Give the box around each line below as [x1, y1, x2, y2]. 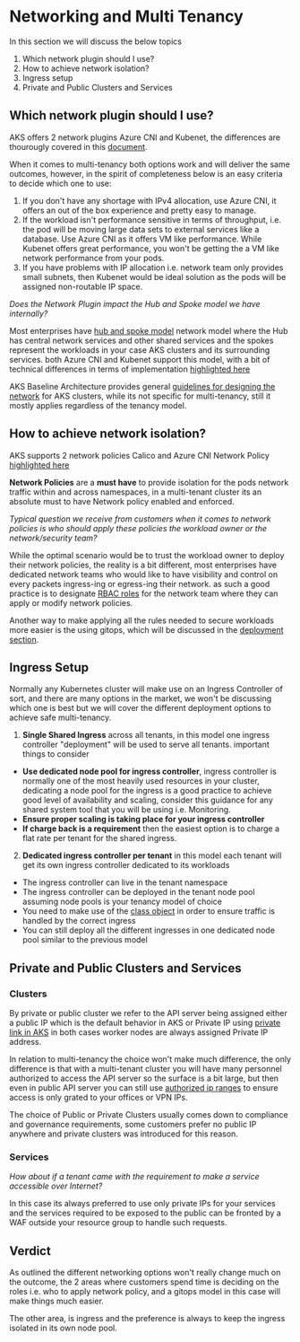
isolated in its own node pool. [9, 1322, 118, 1334]
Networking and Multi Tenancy [9, 6, 244, 27]
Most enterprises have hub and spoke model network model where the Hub [9, 325, 288, 336]
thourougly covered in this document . [9, 141, 148, 152]
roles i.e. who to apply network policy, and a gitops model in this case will [9, 1286, 280, 1297]
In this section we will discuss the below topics [9, 36, 182, 47]
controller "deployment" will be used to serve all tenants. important [21, 739, 270, 750]
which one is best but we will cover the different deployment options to [9, 703, 271, 714]
